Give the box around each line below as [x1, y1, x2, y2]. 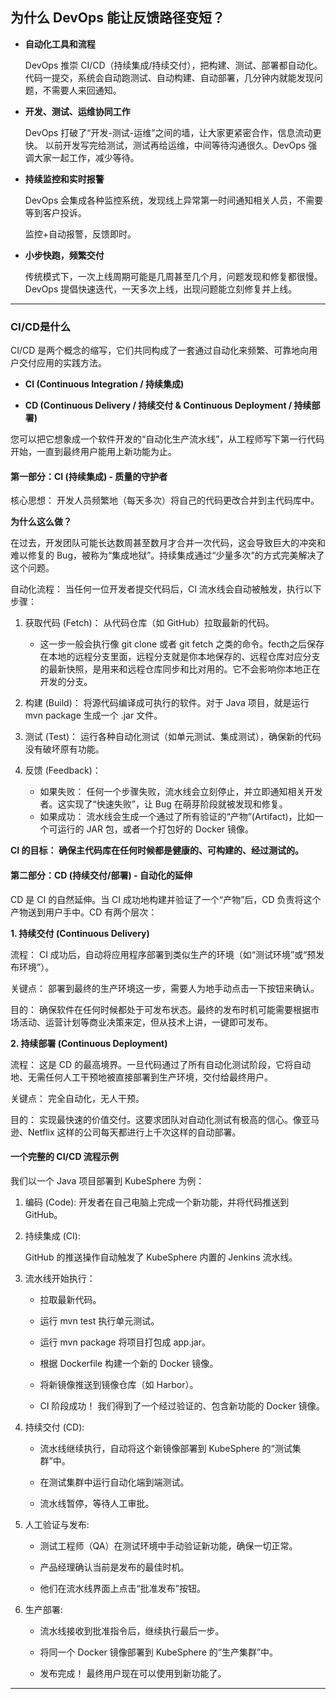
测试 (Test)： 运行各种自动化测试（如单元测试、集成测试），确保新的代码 [24, 731, 322, 743]
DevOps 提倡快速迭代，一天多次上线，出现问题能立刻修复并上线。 [24, 283, 298, 295]
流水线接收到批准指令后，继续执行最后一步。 [39, 1624, 225, 1637]
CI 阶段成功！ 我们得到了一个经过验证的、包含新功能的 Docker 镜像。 [39, 1399, 325, 1412]
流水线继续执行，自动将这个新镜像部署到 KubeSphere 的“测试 [39, 1442, 293, 1454]
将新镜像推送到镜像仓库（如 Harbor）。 [39, 1378, 199, 1390]
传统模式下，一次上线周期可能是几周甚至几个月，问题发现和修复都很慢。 [24, 270, 323, 282]
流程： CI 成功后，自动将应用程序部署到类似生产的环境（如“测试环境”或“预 [10, 948, 317, 960]
